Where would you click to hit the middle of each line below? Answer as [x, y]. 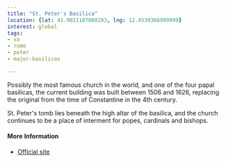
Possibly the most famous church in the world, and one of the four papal [111, 85]
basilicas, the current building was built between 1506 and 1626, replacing [113, 92]
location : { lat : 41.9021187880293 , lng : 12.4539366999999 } [95, 20]
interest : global [32, 26]
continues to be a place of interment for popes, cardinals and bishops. [108, 120]
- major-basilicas [34, 59]
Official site [33, 152]
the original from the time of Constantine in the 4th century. [92, 99]
